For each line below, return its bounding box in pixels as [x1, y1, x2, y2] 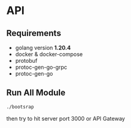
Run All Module [6, 88, 65, 98]
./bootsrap [6, 104, 34, 110]
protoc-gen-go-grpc [15, 63, 67, 71]
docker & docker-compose [15, 51, 83, 58]
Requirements [6, 28, 61, 38]
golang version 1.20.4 [15, 44, 71, 51]
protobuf [15, 57, 38, 64]
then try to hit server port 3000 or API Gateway [6, 115, 125, 122]
